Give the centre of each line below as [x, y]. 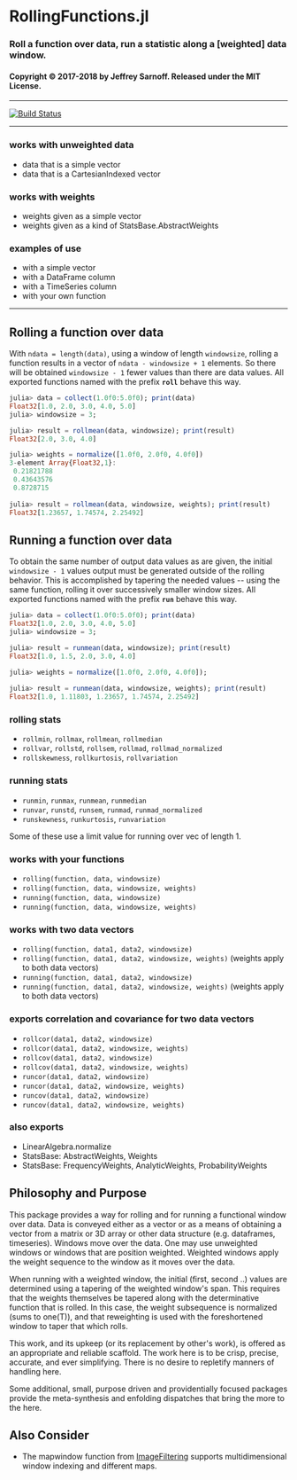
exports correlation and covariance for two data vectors [132, 1019]
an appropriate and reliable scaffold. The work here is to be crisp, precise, [144, 1352]
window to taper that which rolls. [69, 1326]
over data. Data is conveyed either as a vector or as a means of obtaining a [146, 1224]
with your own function [64, 296]
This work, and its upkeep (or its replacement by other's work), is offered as [147, 1343]
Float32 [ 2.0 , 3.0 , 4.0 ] [53, 439]
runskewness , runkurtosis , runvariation [94, 818]
